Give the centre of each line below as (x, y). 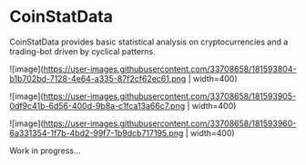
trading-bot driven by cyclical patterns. (83, 51)
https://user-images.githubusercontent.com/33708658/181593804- (170, 69)
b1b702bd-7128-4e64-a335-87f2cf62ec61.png (98, 78)
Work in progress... (45, 150)
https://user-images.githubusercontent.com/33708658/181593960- (170, 123)
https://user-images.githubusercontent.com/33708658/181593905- (170, 96)
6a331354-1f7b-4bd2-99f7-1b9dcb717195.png (97, 132)
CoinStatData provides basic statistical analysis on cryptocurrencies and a (149, 42)
